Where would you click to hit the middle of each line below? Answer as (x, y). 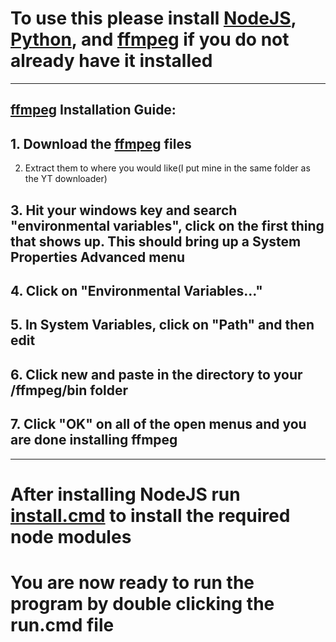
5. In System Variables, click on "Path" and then (162, 325)
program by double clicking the (142, 603)
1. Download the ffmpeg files (101, 143)
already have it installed (111, 61)
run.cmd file (62, 624)
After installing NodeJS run (125, 494)
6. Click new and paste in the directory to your (156, 374)
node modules (71, 536)
